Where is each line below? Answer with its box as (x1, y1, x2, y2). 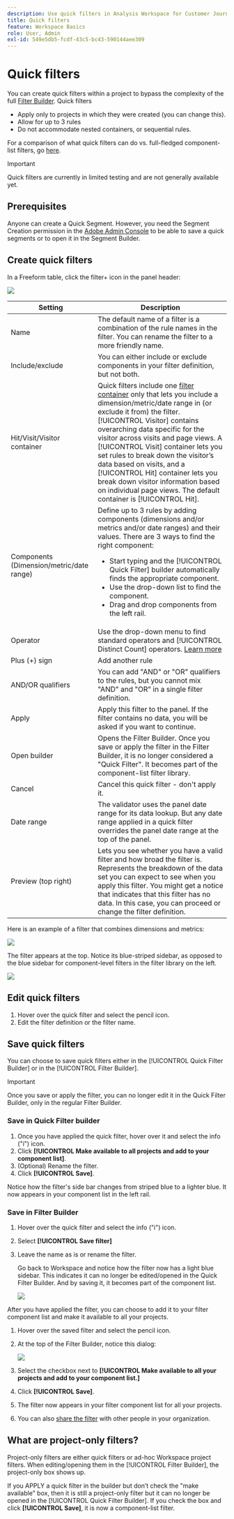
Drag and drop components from (109, 600, 217, 609)
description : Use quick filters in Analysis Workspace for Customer (7, 10, 210, 17)
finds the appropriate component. (109, 573, 219, 583)
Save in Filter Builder (7, 1207, 79, 1217)
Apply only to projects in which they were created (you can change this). (17, 110, 226, 119)
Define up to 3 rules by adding (97, 505, 197, 515)
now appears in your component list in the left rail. (7, 1190, 151, 1198)
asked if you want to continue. (97, 722, 196, 732)
